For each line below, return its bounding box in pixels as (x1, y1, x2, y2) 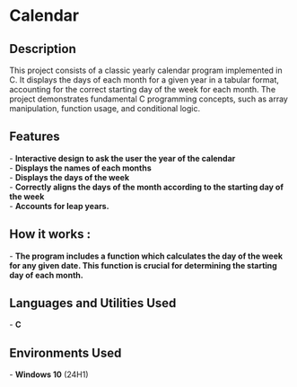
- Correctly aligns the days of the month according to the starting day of (9, 181, 284, 192)
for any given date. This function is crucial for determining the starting (9, 259, 278, 270)
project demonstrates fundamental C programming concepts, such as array (9, 93, 289, 104)
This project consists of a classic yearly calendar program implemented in (9, 65, 283, 75)
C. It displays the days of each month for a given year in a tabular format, (9, 75, 280, 85)
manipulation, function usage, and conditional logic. (9, 103, 200, 113)
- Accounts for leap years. (9, 200, 109, 211)
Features (9, 129, 60, 145)
